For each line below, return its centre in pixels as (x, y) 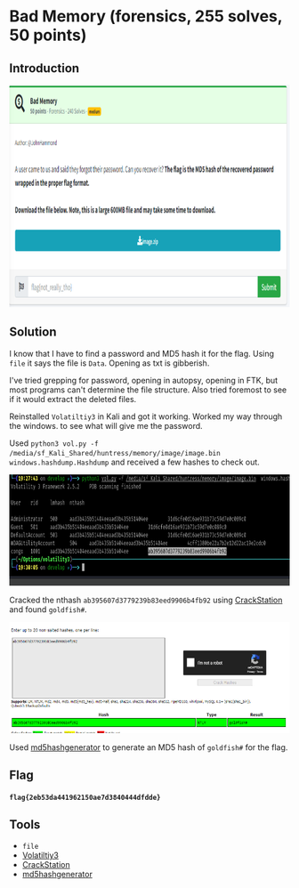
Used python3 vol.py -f (54, 443)
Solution (33, 332)
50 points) (48, 35)
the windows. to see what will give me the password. (106, 425)
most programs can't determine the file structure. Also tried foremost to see (148, 390)
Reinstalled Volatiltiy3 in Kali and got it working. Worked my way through (146, 416)
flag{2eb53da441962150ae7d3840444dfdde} (85, 797)
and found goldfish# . (48, 609)
